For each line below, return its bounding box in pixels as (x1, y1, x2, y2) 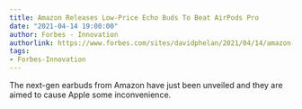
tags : (9, 47, 30, 56)
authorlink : (9, 38, 54, 48)
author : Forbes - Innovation (9, 30, 119, 39)
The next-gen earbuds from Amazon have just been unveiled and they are (9, 80, 283, 90)
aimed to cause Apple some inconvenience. (9, 89, 172, 100)
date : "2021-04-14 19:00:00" (9, 22, 119, 31)
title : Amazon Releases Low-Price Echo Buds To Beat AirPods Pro (9, 13, 259, 23)
